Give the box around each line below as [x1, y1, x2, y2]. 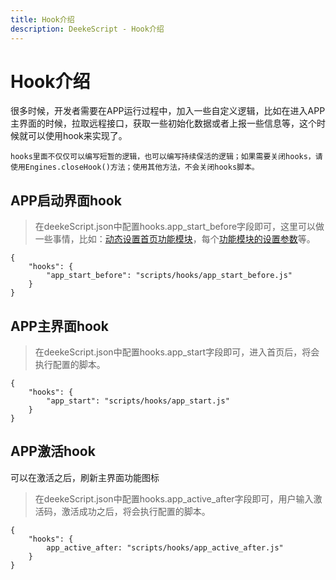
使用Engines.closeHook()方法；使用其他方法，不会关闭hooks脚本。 [10, 162, 260, 173]
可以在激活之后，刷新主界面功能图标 [10, 471, 160, 483]
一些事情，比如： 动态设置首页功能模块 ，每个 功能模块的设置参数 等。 [34, 233, 316, 245]
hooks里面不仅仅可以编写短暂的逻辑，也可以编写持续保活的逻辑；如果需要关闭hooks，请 [10, 152, 323, 162]
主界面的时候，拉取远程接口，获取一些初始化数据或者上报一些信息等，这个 [10, 117, 317, 130]
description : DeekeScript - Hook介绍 [10, 24, 165, 34]
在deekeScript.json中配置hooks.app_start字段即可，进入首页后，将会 [34, 346, 320, 358]
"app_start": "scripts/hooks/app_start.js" [46, 396, 230, 406]
